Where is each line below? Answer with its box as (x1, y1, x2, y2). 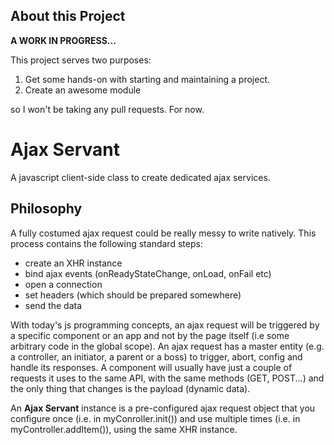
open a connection (24, 278, 103, 290)
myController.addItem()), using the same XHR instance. (10, 423, 238, 435)
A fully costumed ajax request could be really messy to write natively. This (10, 227, 317, 239)
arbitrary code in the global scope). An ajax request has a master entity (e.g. (10, 340, 325, 352)
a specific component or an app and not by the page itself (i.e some (10, 329, 290, 341)
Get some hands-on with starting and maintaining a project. (24, 73, 271, 85)
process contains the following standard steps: (10, 237, 203, 249)
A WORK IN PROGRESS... (10, 34, 117, 46)
